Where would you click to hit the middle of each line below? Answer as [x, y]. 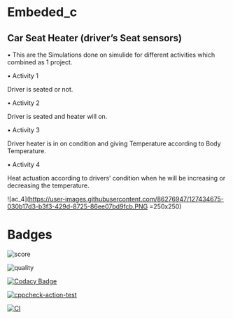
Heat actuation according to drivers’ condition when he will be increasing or [116, 178]
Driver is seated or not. [40, 89]
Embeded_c [42, 12]
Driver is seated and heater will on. [57, 116]
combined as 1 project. [40, 62]
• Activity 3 [24, 130]
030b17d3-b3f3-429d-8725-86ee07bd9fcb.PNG [78, 206]
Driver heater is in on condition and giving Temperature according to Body [114, 143]
